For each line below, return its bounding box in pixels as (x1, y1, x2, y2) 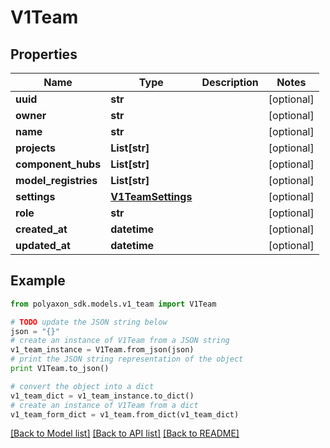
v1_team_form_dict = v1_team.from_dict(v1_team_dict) (10, 409, 240, 420)
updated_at (15, 239, 71, 252)
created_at (15, 222, 68, 236)
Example (10, 272, 66, 290)
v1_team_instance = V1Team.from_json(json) (10, 345, 195, 355)
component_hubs (15, 157, 102, 171)
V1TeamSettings (110, 190, 193, 203)
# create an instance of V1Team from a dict (10, 400, 199, 410)
